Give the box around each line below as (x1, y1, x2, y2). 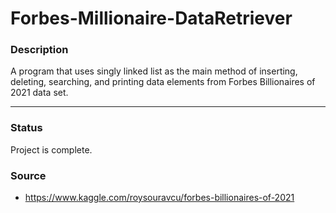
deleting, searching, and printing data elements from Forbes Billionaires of (10, 76, 316, 88)
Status (10, 121, 43, 135)
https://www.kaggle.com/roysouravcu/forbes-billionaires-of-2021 (24, 192, 295, 204)
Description (10, 43, 69, 57)
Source (10, 168, 47, 182)
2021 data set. (10, 87, 69, 99)
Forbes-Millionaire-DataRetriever (10, 7, 293, 30)
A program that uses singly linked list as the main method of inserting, (10, 65, 298, 77)
